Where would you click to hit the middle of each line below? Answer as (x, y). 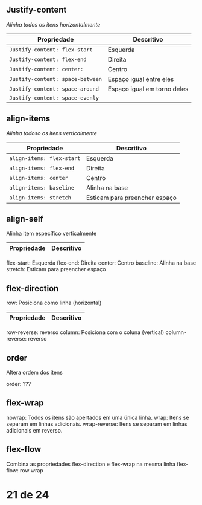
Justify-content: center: (46, 69)
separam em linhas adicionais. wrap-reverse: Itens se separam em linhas (97, 424)
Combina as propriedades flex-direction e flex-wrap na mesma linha (91, 464)
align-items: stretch (40, 198)
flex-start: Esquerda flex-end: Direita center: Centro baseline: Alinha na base (101, 263)
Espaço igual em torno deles (148, 89)
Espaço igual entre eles (141, 79)
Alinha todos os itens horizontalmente (53, 24)
